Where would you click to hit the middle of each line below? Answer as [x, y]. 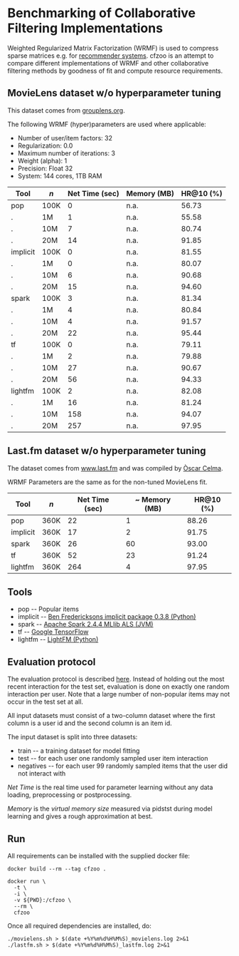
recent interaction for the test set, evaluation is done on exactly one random [118, 687]
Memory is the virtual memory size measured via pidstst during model [110, 809]
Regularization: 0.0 [45, 145]
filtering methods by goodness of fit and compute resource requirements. [115, 71]
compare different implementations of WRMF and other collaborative [108, 63]
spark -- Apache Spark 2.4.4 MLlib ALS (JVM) [85, 625]
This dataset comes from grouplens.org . [67, 110]
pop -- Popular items [48, 609]
